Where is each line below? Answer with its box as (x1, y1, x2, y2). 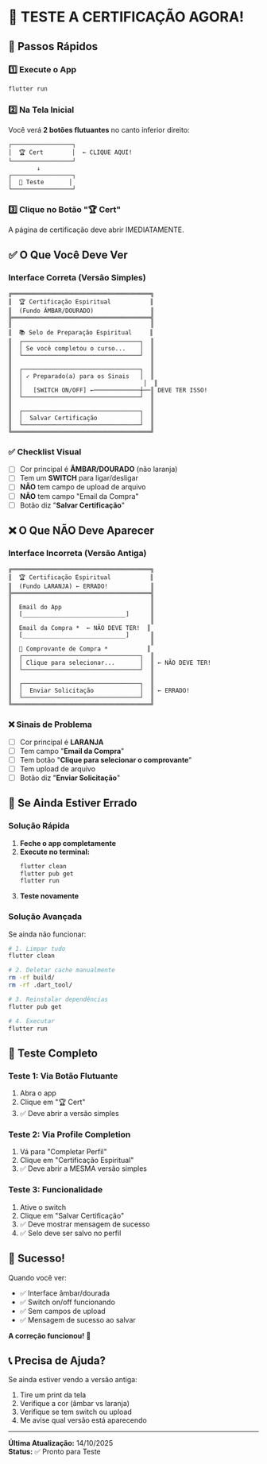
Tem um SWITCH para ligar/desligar (19, 473, 139, 483)
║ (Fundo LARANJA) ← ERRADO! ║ (8, 582, 155, 591)
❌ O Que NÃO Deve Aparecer (8, 524, 155, 538)
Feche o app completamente (19, 838, 117, 848)
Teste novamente (19, 891, 79, 901)
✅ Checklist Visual (8, 446, 82, 457)
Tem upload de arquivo (19, 763, 96, 774)
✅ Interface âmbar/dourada (19, 1288, 110, 1298)
